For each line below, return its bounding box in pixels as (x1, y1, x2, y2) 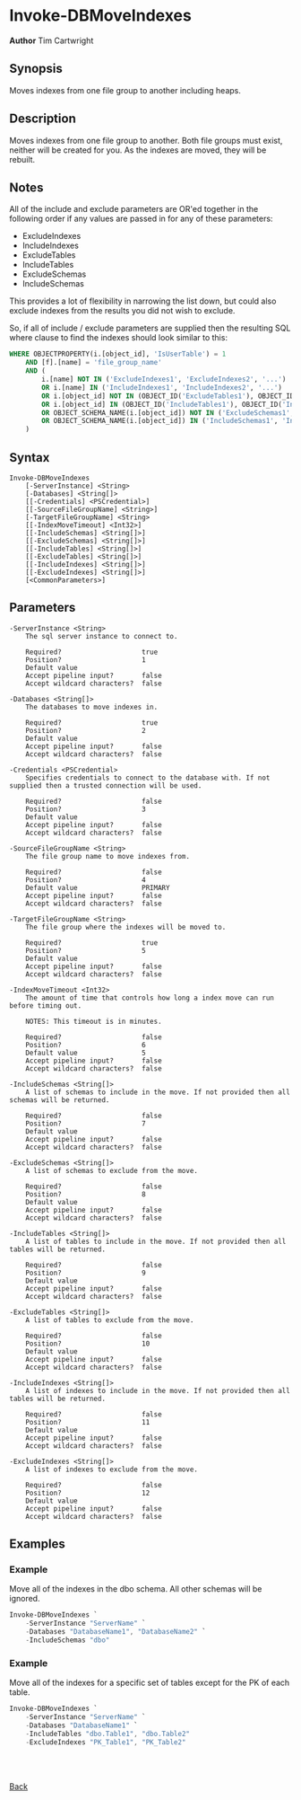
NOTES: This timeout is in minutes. (25, 1017, 163, 1026)
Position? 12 (25, 1488, 150, 1497)
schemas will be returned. (9, 1095, 110, 1105)
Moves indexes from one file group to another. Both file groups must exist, (9, 135, 283, 146)
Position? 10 (25, 1339, 150, 1348)
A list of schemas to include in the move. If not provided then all (25, 1088, 291, 1097)
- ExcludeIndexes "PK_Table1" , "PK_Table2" (25, 1737, 186, 1747)
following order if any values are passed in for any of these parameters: (9, 213, 273, 225)
